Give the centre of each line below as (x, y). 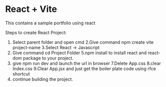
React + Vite (31, 9)
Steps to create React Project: (36, 32)
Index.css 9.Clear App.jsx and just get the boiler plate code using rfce (84, 69)
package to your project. (48, 58)
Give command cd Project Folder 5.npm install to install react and (79, 53)
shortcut (21, 74)
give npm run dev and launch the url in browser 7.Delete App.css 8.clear (87, 63)
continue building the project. (43, 79)
